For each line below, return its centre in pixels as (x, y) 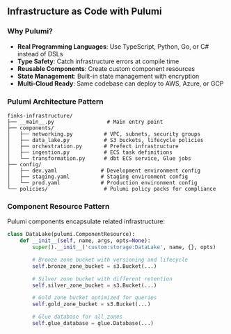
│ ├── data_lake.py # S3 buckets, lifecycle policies (105, 140)
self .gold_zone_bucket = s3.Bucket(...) (91, 304)
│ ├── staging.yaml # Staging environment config (98, 177)
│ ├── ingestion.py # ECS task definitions (90, 152)
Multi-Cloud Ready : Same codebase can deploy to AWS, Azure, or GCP (120, 83)
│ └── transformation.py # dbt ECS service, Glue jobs (99, 158)
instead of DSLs (40, 54)
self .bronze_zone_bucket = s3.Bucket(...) (95, 266)
